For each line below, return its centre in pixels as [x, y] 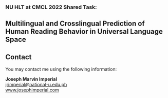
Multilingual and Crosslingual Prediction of [75, 24]
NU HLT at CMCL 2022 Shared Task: [51, 7]
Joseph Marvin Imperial [31, 79]
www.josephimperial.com [32, 90]
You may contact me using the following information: [61, 69]
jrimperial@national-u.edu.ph [36, 85]
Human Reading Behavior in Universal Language [84, 32]
